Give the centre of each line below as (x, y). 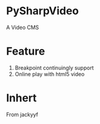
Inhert (21, 98)
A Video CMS (23, 27)
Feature (26, 51)
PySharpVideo (43, 11)
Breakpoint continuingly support (54, 68)
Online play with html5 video (50, 74)
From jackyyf (22, 115)
